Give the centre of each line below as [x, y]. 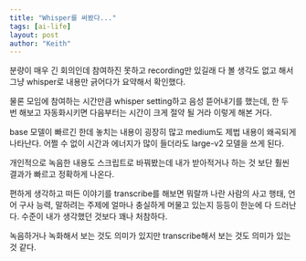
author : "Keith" [40, 43]
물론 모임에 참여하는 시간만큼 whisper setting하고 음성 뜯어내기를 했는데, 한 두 [149, 101]
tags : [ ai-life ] [40, 26]
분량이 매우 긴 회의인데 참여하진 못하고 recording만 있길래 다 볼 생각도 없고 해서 [152, 70]
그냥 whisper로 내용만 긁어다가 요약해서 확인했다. [98, 82]
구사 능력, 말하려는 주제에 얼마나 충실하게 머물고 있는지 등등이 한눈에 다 [145, 205]
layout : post [34, 35]
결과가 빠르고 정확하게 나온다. [62, 174]
